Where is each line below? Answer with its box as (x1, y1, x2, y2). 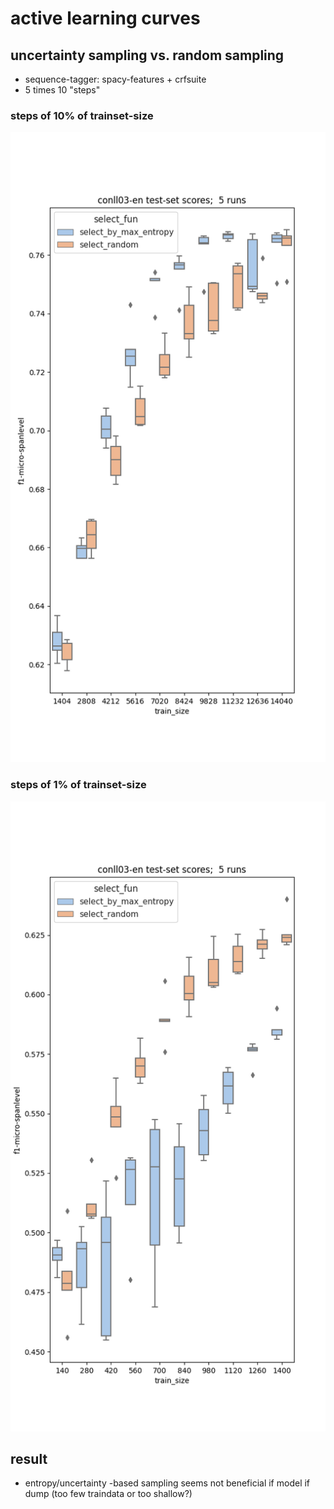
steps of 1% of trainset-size (10, 778, 147, 792)
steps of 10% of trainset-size (10, 108, 154, 122)
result (10, 1450, 48, 1467)
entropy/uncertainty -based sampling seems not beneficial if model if (24, 1477, 311, 1489)
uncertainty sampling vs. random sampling (10, 47, 285, 64)
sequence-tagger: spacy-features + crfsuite (24, 73, 207, 85)
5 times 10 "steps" (24, 84, 101, 96)
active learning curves (10, 7, 201, 30)
